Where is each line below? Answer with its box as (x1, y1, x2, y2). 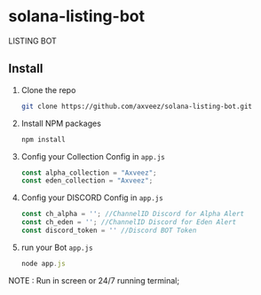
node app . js (20, 259, 66, 268)
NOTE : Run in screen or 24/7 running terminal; (8, 275, 179, 285)
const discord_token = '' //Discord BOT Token (20, 226, 197, 235)
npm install (20, 135, 66, 144)
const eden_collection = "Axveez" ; (20, 176, 154, 185)
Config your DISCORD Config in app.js (20, 192, 163, 203)
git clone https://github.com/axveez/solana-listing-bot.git (20, 102, 253, 111)
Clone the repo (20, 84, 76, 95)
